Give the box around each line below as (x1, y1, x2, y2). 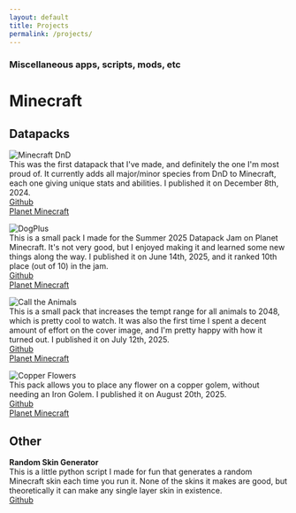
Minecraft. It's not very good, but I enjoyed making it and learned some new (9, 242, 285, 253)
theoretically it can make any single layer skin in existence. (9, 486, 223, 496)
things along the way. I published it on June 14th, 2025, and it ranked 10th (9, 251, 277, 262)
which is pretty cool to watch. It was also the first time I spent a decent (9, 316, 267, 326)
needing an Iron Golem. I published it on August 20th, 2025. (9, 389, 227, 400)
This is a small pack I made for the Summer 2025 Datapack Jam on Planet (9, 233, 278, 243)
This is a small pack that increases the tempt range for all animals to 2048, (9, 306, 280, 317)
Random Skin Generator (9, 457, 99, 468)
